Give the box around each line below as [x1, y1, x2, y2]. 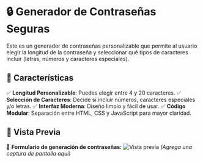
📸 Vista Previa [6, 127, 61, 137]
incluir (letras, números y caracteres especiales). [6, 55, 130, 62]
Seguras [6, 22, 50, 36]
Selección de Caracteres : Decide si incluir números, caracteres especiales [6, 96, 196, 103]
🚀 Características [6, 73, 74, 83]
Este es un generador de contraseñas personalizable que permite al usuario [6, 42, 197, 49]
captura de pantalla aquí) [6, 150, 71, 157]
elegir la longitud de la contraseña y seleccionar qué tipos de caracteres [6, 48, 188, 56]
